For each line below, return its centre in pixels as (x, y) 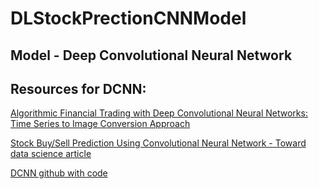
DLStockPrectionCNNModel (128, 18)
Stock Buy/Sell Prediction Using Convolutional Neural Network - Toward (158, 143)
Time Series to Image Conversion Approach (100, 124)
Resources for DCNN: (78, 88)
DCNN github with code (59, 173)
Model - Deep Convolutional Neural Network (151, 55)
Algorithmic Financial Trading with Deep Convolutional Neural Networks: (159, 113)
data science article (51, 154)
